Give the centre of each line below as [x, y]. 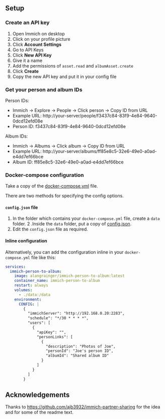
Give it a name [27, 61]
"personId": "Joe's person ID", [79, 351]
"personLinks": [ [55, 337]
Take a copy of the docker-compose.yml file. [52, 186]
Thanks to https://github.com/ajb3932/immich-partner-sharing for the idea [83, 407]
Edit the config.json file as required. [50, 229]
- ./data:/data [34, 294]
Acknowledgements [37, 395]
